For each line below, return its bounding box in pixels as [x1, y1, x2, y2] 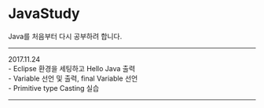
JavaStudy [8, 5, 80, 23]
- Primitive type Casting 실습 [8, 83, 100, 92]
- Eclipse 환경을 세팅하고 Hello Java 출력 [8, 63, 136, 73]
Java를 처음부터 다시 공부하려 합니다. [8, 31, 123, 41]
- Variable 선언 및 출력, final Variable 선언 [8, 74, 138, 83]
